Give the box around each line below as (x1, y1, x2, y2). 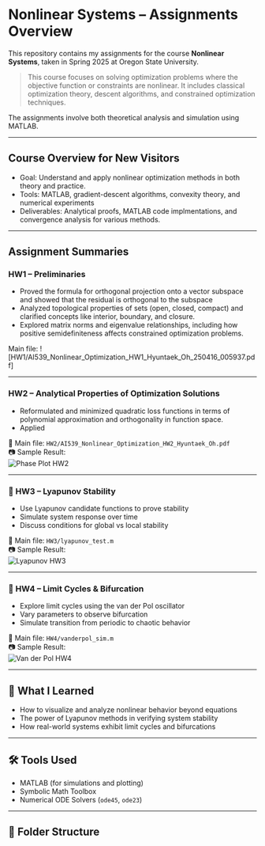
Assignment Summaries (8, 245, 129, 259)
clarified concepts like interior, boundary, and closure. (19, 312, 196, 321)
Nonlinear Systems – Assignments (8, 6, 238, 24)
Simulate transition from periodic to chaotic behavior (19, 618, 191, 628)
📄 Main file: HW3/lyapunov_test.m (8, 536, 114, 545)
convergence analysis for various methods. (19, 214, 161, 224)
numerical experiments (19, 198, 95, 207)
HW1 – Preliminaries (8, 269, 86, 280)
